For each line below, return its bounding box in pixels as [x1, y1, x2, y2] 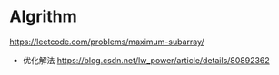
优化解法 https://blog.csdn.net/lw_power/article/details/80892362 [22, 54, 270, 65]
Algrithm [9, 6, 77, 27]
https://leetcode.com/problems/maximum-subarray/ [9, 36, 204, 47]
